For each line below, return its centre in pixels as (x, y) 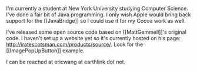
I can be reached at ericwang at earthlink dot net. (66, 62)
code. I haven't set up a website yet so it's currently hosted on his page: (94, 38)
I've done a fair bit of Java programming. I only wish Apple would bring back (98, 15)
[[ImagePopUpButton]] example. (45, 51)
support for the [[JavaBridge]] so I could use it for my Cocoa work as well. (96, 21)
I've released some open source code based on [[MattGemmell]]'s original (96, 32)
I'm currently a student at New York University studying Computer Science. (97, 8)
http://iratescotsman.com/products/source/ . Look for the (75, 44)
